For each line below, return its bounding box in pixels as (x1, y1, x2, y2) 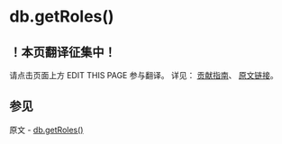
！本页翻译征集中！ (9, 44, 116, 59)
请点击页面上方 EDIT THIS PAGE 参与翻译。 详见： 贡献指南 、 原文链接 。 (9, 70, 279, 80)
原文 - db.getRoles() (9, 124, 84, 135)
